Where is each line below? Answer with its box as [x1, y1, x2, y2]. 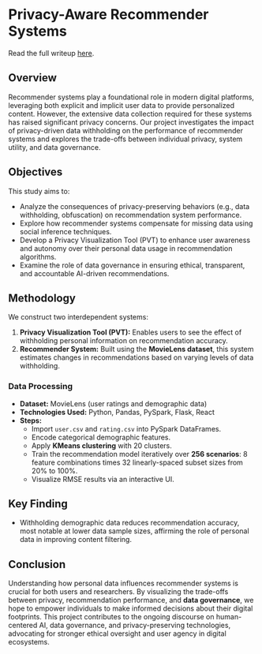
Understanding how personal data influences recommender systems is [8, 578, 239, 589]
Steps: [19, 416, 42, 425]
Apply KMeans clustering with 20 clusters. [31, 440, 172, 450]
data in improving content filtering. [19, 535, 133, 544]
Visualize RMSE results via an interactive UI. [31, 474, 175, 484]
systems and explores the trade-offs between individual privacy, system [8, 134, 243, 144]
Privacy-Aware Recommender [8, 6, 209, 24]
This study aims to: [8, 186, 70, 196]
